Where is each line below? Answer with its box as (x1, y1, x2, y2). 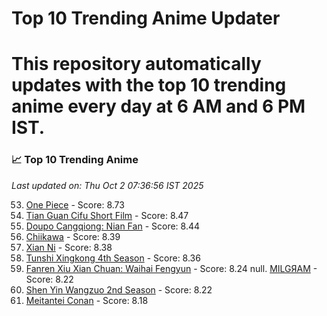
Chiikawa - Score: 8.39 (25, 230, 121, 242)
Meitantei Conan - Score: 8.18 (25, 294, 149, 306)
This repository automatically (11, 53, 262, 76)
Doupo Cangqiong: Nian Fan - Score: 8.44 (25, 220, 201, 232)
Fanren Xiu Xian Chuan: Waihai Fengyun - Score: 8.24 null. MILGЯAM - (25, 262, 318, 274)
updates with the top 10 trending (11, 74, 287, 97)
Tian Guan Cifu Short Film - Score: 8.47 (25, 209, 189, 221)
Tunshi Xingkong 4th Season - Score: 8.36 (25, 252, 201, 264)
